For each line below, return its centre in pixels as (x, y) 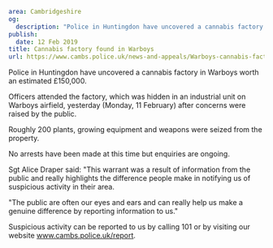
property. (24, 139)
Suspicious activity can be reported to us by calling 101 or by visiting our (129, 227)
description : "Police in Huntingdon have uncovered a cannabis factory (140, 27)
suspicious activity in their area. (62, 187)
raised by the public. (43, 114)
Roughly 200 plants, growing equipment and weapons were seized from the (135, 130)
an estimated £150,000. (48, 81)
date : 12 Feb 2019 (47, 42)
